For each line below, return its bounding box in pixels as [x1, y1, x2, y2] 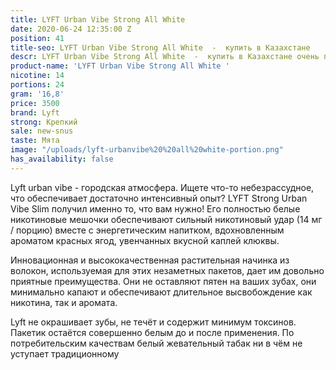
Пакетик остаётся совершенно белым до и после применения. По [10, 326, 295, 338]
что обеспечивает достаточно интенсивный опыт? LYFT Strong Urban [10, 192, 308, 204]
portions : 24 [10, 80, 65, 90]
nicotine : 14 [10, 71, 65, 81]
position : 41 [10, 33, 65, 43]
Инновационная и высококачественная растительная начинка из [10, 254, 290, 266]
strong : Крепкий [10, 117, 78, 127]
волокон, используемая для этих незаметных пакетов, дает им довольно [10, 264, 325, 276]
